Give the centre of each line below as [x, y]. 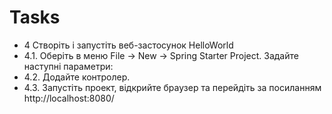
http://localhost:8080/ [69, 98]
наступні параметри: [68, 66]
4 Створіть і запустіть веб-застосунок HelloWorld [128, 45]
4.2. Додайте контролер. [77, 77]
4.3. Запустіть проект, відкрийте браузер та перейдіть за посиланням [172, 87]
